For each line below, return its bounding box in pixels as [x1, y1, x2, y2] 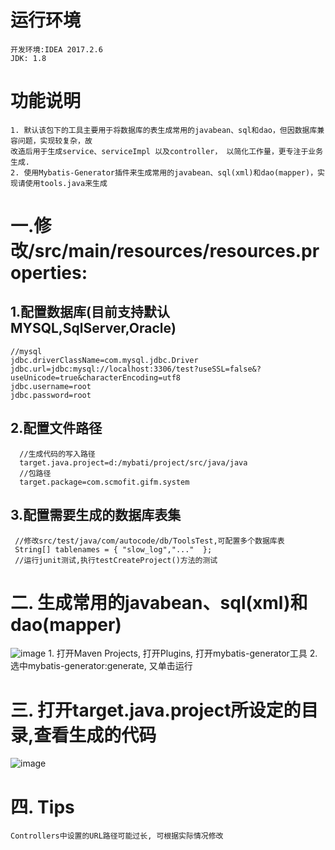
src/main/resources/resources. [34, 240, 302, 263]
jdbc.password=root [10, 390, 92, 400]
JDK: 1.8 [10, 53, 47, 63]
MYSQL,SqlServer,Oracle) [10, 320, 177, 337]
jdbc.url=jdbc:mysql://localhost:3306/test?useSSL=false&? [10, 364, 262, 374]
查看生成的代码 [33, 724, 157, 746]
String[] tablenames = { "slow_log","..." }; [14, 544, 213, 555]
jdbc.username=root [10, 381, 92, 391]
